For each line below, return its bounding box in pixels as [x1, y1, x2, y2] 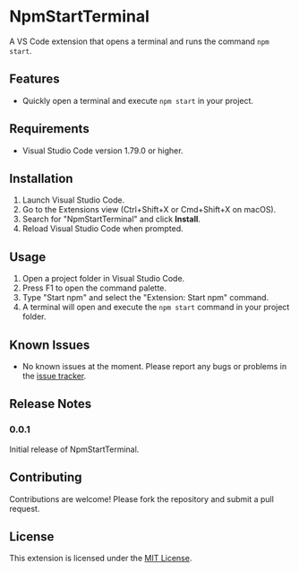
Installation [9, 170, 73, 186]
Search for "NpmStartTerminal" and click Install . [21, 213, 201, 225]
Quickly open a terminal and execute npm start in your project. [21, 95, 253, 106]
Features [9, 72, 60, 87]
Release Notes [9, 396, 92, 412]
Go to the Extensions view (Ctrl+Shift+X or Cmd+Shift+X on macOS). [21, 204, 277, 215]
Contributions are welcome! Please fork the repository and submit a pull [9, 493, 275, 504]
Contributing [9, 470, 82, 485]
